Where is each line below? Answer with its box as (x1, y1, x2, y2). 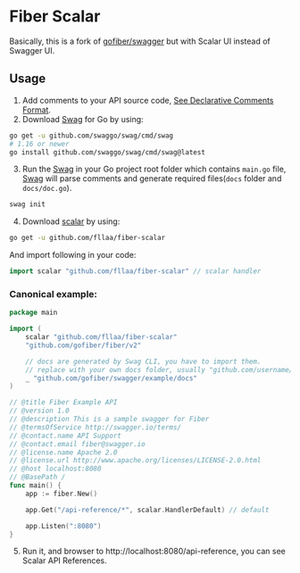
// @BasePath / (9, 473, 66, 482)
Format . (21, 104, 52, 115)
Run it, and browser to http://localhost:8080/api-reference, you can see (21, 546, 286, 557)
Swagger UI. (9, 45, 55, 55)
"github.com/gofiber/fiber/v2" (25, 341, 142, 350)
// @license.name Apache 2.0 (9, 448, 118, 457)
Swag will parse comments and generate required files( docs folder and (21, 173, 282, 184)
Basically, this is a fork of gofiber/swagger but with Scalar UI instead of (9, 36, 271, 46)
